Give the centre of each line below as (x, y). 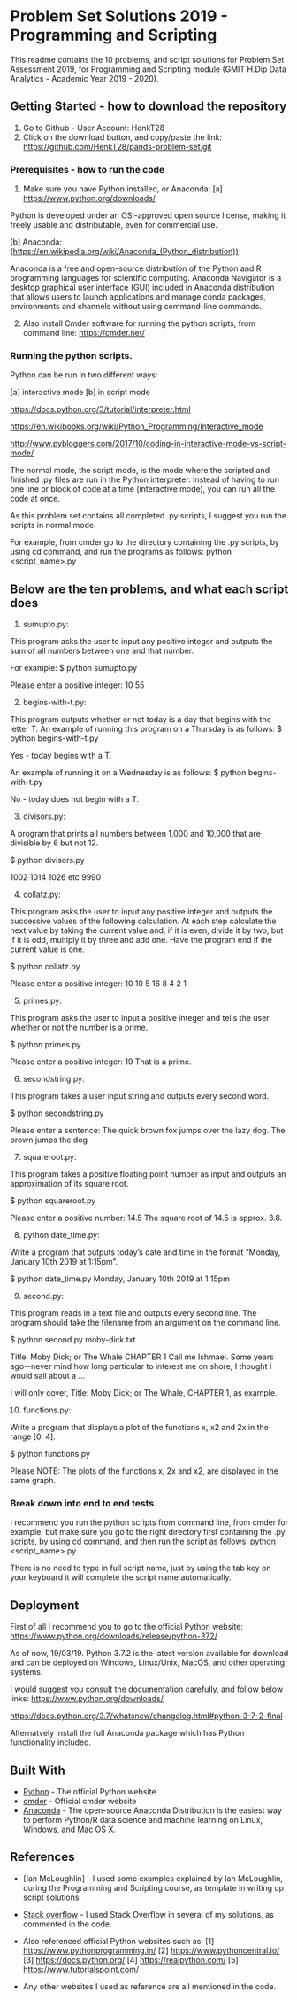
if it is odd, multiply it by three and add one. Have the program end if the (141, 940)
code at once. (35, 499)
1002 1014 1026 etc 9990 (56, 877)
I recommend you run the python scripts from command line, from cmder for (149, 1522)
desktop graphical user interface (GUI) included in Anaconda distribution (142, 288)
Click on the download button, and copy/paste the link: (122, 137)
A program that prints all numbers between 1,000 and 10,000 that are (136, 834)
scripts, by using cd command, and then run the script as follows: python (143, 1541)
